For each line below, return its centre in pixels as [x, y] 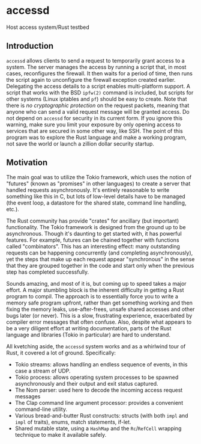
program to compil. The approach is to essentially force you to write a [92, 296]
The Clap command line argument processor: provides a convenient [99, 402]
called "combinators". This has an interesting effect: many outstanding [93, 246]
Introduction [30, 46]
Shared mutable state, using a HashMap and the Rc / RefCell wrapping [98, 428]
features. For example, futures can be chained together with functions [93, 240]
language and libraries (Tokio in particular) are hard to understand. [88, 335]
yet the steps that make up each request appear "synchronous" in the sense [100, 259]
